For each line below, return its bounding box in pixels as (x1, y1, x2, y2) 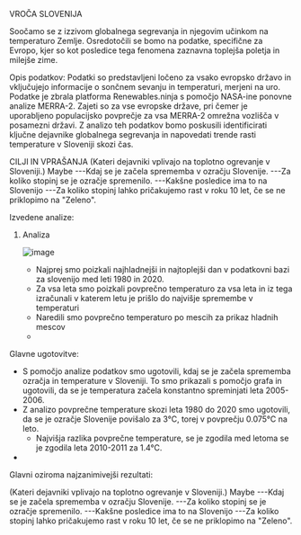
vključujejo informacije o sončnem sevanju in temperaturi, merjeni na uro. (9, 82, 281, 92)
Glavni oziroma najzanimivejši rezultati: (9, 469, 154, 480)
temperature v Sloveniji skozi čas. (9, 139, 134, 149)
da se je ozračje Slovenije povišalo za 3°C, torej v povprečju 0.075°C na (22, 414, 288, 424)
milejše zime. (9, 55, 58, 65)
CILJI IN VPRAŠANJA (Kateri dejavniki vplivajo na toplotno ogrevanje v (9, 156, 270, 166)
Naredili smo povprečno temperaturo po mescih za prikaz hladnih (35, 312, 279, 323)
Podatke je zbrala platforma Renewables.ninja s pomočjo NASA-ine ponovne (9, 91, 292, 102)
